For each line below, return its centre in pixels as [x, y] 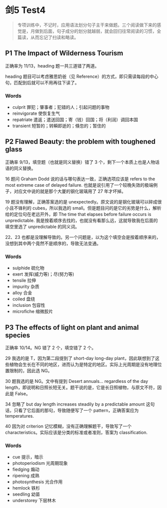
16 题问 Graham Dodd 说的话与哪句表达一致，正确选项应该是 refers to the [80, 179]
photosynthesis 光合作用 [38, 482]
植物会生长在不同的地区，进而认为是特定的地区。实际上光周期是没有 [79, 364]
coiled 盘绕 [24, 299]
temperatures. [20, 416]
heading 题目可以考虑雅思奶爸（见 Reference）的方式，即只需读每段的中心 [82, 76]
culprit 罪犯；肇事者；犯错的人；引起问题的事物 [61, 107]
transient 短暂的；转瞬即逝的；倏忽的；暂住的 [59, 126]
